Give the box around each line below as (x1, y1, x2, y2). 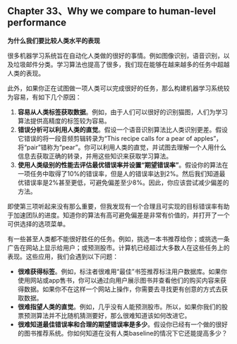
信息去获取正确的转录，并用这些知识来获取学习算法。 (17, 152, 173, 160)
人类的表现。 (7, 68, 44, 78)
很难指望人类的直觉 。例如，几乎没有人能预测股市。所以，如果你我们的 (17, 302, 222, 311)
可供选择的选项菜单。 (7, 219, 69, 228)
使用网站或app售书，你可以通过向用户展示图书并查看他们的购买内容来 (17, 276, 221, 284)
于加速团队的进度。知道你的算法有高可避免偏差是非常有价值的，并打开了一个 (7, 211, 230, 219)
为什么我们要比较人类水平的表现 (7, 36, 100, 44)
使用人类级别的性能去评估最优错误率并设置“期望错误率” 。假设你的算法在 (17, 160, 229, 169)
